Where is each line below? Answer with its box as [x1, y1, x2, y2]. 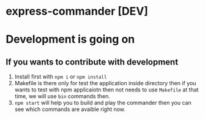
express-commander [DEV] [6, 4, 148, 18]
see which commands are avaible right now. [14, 106, 126, 113]
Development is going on [6, 33, 135, 47]
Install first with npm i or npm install [14, 73, 107, 80]
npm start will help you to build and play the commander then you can [14, 99, 192, 107]
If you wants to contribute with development [6, 56, 179, 67]
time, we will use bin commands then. [14, 93, 111, 100]
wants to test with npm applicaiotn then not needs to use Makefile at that [14, 86, 199, 93]
